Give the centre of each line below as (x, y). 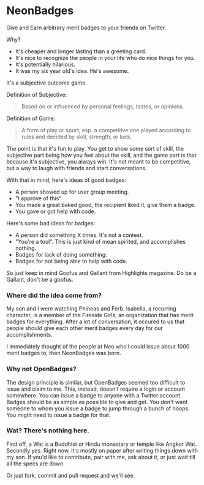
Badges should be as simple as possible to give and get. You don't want (97, 402)
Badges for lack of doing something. (61, 254)
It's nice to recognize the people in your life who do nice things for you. (105, 58)
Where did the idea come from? (54, 295)
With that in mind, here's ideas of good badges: (66, 180)
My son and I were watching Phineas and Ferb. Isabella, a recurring (91, 309)
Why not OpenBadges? (41, 369)
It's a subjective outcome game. (47, 83)
